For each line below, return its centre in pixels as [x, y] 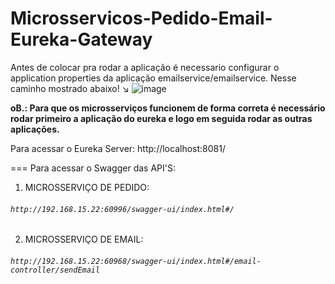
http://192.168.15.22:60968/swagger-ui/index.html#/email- [136, 261]
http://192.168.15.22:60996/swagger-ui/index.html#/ [122, 209]
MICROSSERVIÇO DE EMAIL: [84, 239]
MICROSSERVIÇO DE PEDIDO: [87, 187]
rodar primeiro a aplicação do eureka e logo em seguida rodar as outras [161, 118]
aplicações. [35, 129]
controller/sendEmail [55, 270]
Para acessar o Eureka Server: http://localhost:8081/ [118, 148]
